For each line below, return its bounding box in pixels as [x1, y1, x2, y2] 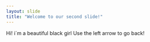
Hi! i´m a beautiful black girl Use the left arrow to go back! [6, 29, 145, 36]
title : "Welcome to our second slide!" [6, 14, 103, 20]
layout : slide [6, 8, 41, 14]
